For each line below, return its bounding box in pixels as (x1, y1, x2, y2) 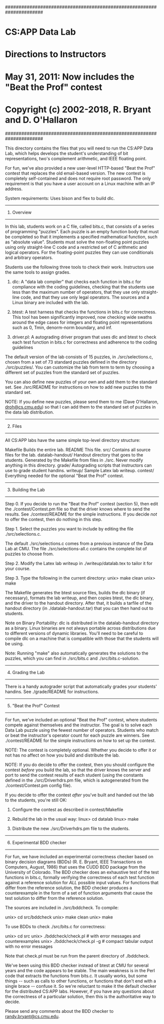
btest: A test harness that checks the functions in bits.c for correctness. (12, 309, 157, 315)
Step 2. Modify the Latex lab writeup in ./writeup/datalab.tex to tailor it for (5, 560, 153, 566)
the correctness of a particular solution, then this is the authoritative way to (5, 993, 156, 999)
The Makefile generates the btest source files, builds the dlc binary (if (5, 589, 145, 595)
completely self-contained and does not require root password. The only (5, 175, 151, 181)
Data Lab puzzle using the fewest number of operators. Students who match (5, 727, 159, 733)
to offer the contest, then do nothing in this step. (5, 516, 102, 522)
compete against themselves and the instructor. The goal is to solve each (5, 722, 152, 728)
